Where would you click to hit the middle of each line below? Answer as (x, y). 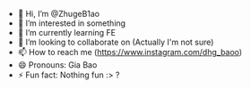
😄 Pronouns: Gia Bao (57, 65)
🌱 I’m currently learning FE (67, 32)
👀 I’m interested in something (72, 23)
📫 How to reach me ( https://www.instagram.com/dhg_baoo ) (130, 52)
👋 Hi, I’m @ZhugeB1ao (59, 14)
